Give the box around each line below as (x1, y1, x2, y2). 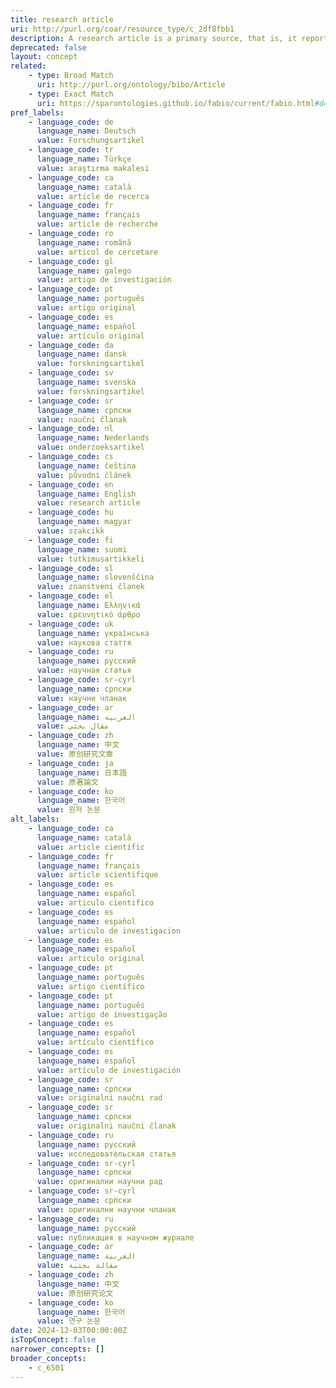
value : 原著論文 (36, 777, 99, 787)
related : (10, 61, 47, 71)
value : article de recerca (36, 191, 150, 201)
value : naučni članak (36, 414, 128, 425)
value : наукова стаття (36, 637, 132, 648)
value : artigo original (36, 303, 137, 313)
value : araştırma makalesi (36, 163, 150, 173)
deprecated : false (10, 42, 87, 53)
